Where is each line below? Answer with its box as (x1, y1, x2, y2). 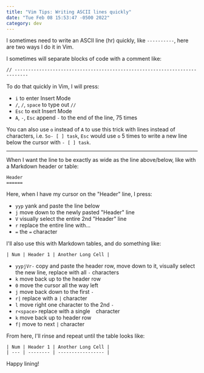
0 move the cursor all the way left (15, 282, 98, 289)
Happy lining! (6, 360, 39, 368)
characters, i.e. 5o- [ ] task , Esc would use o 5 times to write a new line (6, 132, 188, 140)
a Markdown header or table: (6, 162, 79, 170)
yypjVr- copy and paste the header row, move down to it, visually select (15, 262, 195, 270)
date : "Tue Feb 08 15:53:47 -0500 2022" (6, 15, 110, 21)
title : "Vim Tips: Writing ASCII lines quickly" (6, 9, 132, 15)
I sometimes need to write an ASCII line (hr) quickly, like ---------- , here (6, 37, 189, 44)
